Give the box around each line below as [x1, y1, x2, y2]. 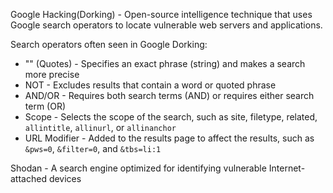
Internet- [268, 162, 306, 174]
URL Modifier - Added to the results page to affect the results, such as [24, 132, 315, 144]
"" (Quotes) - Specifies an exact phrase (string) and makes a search [24, 58, 306, 69]
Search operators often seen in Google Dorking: [10, 39, 208, 50]
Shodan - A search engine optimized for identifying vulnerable [10, 162, 267, 174]
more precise [24, 69, 80, 80]
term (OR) [24, 100, 67, 112]
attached [10, 173, 47, 184]
